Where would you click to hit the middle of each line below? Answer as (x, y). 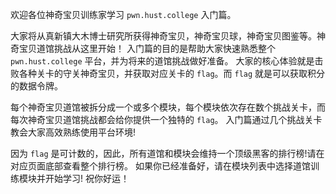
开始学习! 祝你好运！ (87, 178)
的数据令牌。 (36, 86)
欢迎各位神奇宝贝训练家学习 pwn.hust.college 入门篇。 (123, 14)
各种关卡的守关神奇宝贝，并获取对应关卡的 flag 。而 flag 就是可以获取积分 (172, 73)
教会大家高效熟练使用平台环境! (73, 132)
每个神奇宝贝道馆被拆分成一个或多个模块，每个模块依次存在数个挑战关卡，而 (168, 107)
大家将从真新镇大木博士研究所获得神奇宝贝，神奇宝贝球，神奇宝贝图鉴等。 (163, 36)
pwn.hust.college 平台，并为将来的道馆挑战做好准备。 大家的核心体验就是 (162, 61)
